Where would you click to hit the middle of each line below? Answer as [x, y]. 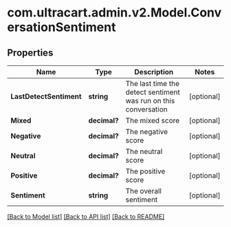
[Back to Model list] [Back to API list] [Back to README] [86, 217]
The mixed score [153, 120]
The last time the [153, 84]
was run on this [150, 101]
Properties [30, 53]
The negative [147, 132]
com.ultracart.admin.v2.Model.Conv [114, 13]
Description [154, 72]
